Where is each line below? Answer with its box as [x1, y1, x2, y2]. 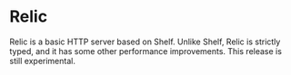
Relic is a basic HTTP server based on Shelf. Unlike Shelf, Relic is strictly [9, 36, 281, 47]
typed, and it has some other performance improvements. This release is [9, 45, 282, 56]
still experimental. [9, 55, 75, 66]
